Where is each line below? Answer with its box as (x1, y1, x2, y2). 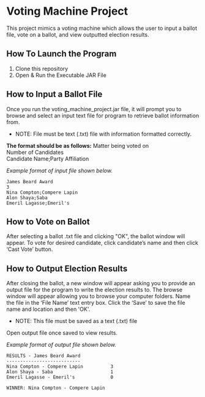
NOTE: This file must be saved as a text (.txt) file (15, 318, 138, 325)
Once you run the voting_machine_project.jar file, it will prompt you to (6, 105, 182, 112)
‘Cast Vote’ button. (6, 246, 53, 253)
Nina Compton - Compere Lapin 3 (6, 363, 114, 370)
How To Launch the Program (6, 49, 117, 59)
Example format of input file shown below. (6, 167, 113, 174)
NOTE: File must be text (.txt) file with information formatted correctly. (15, 130, 192, 137)
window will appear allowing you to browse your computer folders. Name (6, 293, 191, 300)
